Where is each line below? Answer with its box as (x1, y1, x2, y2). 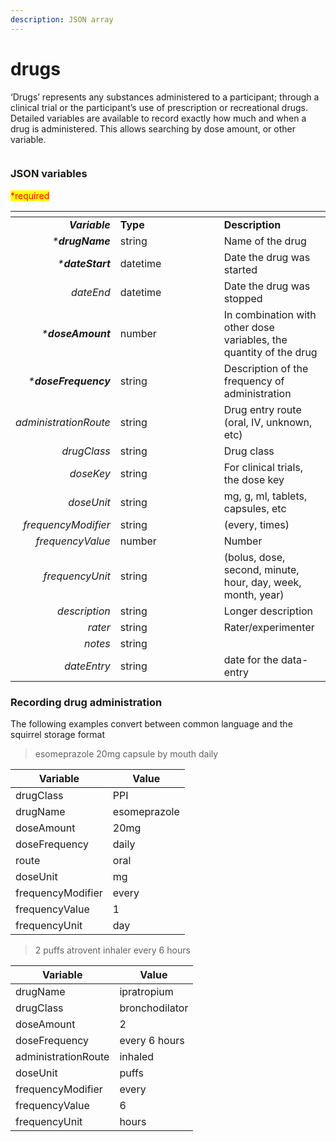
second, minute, (223, 562, 300, 576)
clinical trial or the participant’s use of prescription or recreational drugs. (10, 101, 308, 113)
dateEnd (70, 285, 111, 299)
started (223, 262, 258, 276)
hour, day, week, (223, 575, 302, 589)
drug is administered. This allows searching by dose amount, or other (10, 122, 296, 135)
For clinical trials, (223, 460, 304, 474)
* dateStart (57, 256, 111, 270)
